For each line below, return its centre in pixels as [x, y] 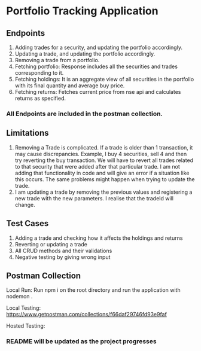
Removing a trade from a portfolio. [57, 60]
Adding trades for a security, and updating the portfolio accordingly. [98, 47]
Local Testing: [23, 308]
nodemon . [19, 297]
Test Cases [28, 223]
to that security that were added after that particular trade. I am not [98, 166]
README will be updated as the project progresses [81, 341]
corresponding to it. [39, 73]
